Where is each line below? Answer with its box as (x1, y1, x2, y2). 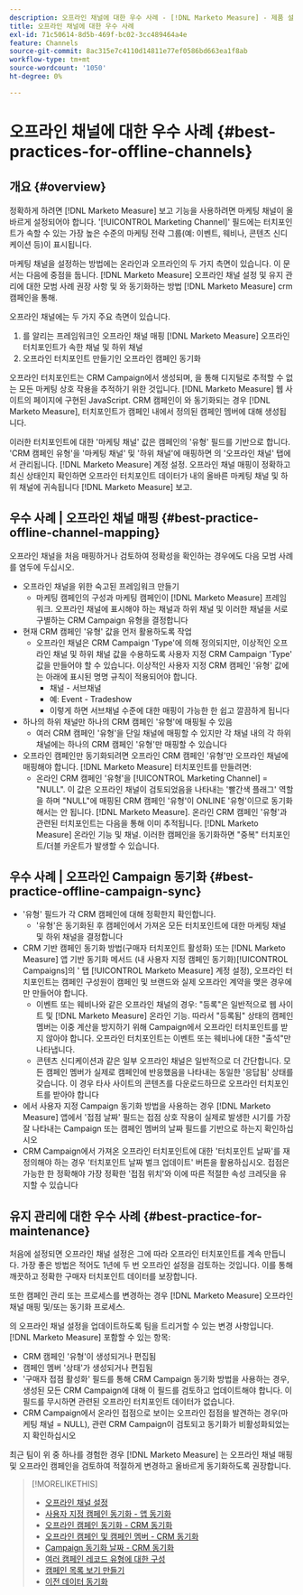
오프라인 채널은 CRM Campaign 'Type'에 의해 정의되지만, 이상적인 (35, 637, 271, 648)
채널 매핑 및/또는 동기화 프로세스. (9, 1302, 126, 1312)
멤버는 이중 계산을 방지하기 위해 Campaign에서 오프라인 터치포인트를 (35, 1022, 280, 1033)
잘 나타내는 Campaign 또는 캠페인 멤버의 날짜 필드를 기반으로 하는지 (22, 1123, 263, 1134)
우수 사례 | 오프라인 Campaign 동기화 (9, 868, 207, 885)
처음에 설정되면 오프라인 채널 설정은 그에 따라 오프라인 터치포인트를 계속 (9, 1248, 262, 1259)
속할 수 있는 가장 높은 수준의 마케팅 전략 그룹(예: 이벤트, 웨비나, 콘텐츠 (25, 227, 271, 238)
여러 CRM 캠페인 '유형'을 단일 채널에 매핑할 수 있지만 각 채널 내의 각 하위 (35, 728, 291, 738)
